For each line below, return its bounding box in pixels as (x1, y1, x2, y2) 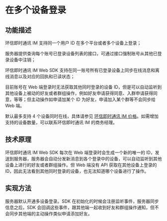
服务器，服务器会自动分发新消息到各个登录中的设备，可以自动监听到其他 (13, 155, 162, 161)
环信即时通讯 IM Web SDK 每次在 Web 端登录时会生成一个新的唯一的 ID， (5, 149, 155, 155)
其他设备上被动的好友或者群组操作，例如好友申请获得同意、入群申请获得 (5, 90, 153, 96)
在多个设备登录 (5, 4, 67, 16)
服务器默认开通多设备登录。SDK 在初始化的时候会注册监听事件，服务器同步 (5, 198, 159, 204)
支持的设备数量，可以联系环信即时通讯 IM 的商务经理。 (5, 120, 118, 125)
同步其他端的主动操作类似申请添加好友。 (9, 211, 92, 217)
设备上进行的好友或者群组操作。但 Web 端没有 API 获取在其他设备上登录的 (5, 162, 157, 168)
